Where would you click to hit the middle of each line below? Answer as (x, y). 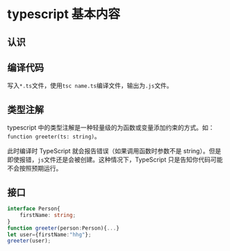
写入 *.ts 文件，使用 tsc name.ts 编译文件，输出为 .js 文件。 (90, 86)
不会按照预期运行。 (35, 168)
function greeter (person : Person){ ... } (63, 228)
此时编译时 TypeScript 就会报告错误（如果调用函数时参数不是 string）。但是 (114, 151)
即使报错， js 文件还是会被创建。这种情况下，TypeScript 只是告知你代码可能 (115, 159)
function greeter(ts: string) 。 (54, 137)
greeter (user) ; (29, 241)
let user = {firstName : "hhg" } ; (49, 234)
